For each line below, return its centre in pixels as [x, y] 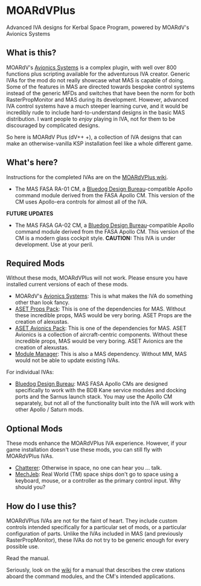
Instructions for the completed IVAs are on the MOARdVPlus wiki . [87, 177]
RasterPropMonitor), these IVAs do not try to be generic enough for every [97, 540]
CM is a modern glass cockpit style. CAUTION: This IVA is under [95, 238]
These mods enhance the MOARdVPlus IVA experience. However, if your [97, 443]
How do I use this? [41, 506]
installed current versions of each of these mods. [67, 285]
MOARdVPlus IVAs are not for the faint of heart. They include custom [92, 521]
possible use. [23, 546]
